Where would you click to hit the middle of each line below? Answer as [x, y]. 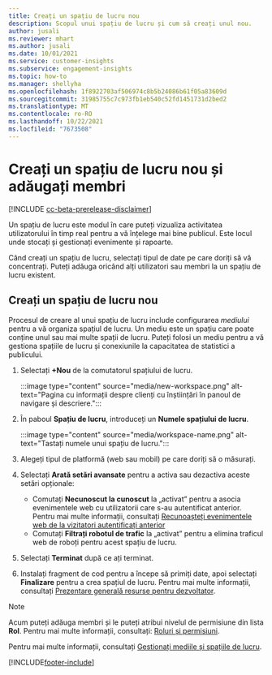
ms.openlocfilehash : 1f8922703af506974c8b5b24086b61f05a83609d [118, 91]
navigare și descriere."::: [61, 403]
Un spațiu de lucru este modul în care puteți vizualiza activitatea [116, 225]
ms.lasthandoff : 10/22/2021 [56, 122]
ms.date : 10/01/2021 [43, 54]
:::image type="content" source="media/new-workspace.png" [125, 385]
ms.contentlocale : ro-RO [50, 114]
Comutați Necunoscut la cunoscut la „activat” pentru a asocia [136, 499]
